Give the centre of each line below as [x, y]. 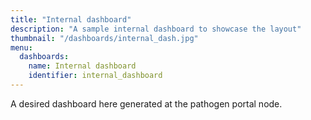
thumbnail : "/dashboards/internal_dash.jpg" [104, 38]
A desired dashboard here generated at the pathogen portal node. [146, 103]
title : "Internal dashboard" [71, 19]
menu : [21, 47]
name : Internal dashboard [82, 66]
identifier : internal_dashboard [95, 76]
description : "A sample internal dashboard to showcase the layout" [156, 29]
